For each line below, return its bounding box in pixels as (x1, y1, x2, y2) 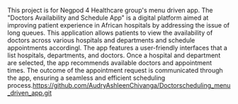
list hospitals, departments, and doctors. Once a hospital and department (7, 51, 221, 59)
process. (7, 81, 33, 89)
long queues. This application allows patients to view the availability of (7, 28, 213, 37)
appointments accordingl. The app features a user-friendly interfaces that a (7, 44, 228, 52)
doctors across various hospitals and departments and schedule (7, 36, 195, 45)
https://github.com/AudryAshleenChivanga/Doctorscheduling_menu (32, 81, 231, 89)
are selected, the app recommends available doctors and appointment (7, 59, 212, 67)
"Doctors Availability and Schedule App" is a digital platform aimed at (7, 13, 209, 22)
